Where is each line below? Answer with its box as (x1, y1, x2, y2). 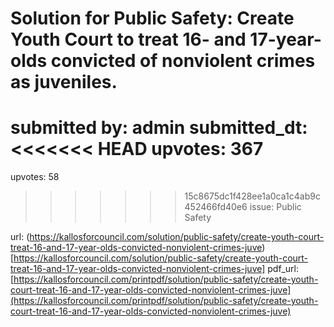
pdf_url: (267, 263, 300, 275)
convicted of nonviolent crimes (50, 50, 316, 72)
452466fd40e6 (184, 201, 248, 213)
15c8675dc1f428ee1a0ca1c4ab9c (184, 190, 321, 202)
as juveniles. (10, 71, 118, 94)
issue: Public (249, 201, 302, 213)
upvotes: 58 (10, 171, 60, 183)
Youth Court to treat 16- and (10, 28, 247, 51)
